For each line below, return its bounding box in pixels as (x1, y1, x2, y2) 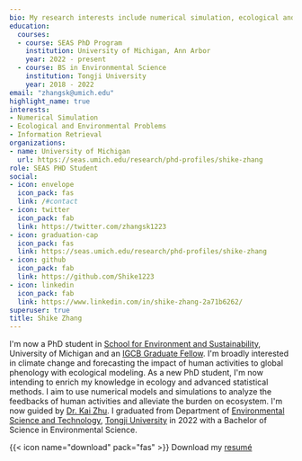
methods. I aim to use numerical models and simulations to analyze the (9, 386, 272, 397)
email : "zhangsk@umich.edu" (9, 88, 115, 97)
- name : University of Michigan (9, 146, 130, 155)
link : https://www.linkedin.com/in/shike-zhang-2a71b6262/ (17, 297, 244, 306)
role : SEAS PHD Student (9, 164, 99, 173)
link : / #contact (17, 197, 78, 207)
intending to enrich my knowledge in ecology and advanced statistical (9, 377, 269, 387)
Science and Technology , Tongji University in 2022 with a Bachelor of (9, 415, 268, 426)
